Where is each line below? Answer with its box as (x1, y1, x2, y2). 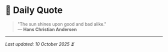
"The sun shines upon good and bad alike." (17, 21, 106, 27)
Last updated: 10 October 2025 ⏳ (5, 41, 74, 47)
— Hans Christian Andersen (17, 26, 77, 32)
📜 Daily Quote (5, 4, 63, 16)
